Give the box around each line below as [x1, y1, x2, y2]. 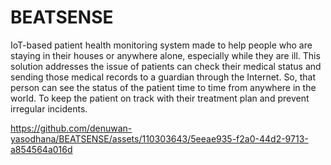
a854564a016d [10, 143, 73, 155]
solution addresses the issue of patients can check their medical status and [10, 60, 322, 72]
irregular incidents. [10, 102, 88, 115]
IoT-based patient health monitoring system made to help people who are [10, 39, 313, 51]
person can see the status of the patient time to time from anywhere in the [10, 81, 317, 93]
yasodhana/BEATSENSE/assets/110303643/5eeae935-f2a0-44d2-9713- [10, 132, 309, 145]
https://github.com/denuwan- [10, 122, 133, 134]
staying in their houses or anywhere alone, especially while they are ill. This [10, 49, 321, 61]
